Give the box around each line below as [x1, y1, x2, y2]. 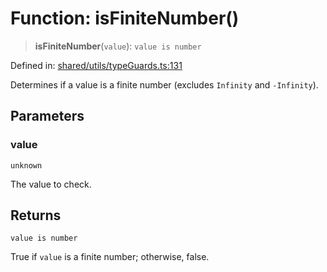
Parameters [10, 108, 85, 125]
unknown [10, 160, 43, 171]
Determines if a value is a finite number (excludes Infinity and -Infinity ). [10, 78, 319, 91]
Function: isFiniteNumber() [10, 7, 240, 30]
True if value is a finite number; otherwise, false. [10, 251, 210, 263]
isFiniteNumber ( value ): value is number [34, 40, 202, 52]
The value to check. [10, 178, 92, 190]
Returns [10, 207, 62, 224]
